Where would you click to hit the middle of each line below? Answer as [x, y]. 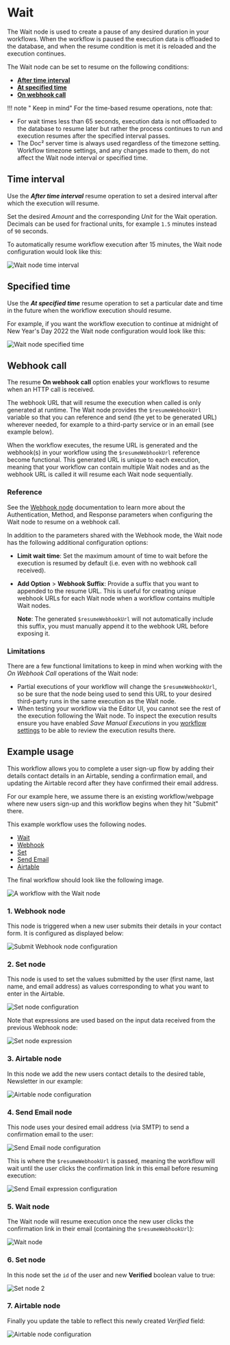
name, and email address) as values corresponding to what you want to [108, 987]
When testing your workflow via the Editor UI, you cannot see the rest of [119, 708]
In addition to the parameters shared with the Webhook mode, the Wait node [115, 535]
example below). [30, 432]
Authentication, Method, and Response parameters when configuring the [110, 514]
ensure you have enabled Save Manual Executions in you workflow [112, 723]
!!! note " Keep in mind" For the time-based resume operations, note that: [110, 108]
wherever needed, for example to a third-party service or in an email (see [111, 425]
